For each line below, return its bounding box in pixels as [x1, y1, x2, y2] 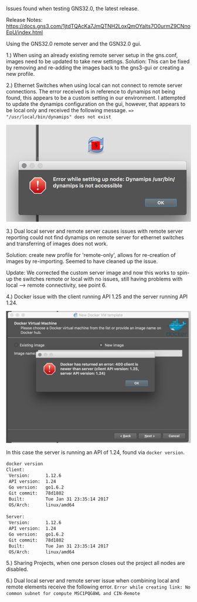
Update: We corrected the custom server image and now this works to [6, 269, 176, 276]
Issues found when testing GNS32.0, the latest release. [6, 5, 139, 12]
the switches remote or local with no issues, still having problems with [13, 276, 183, 282]
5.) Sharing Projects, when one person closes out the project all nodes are [6, 560, 185, 567]
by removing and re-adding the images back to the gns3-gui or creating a [6, 64, 184, 71]
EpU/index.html [6, 29, 43, 36]
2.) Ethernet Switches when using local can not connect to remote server [6, 82, 183, 89]
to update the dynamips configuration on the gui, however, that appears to [6, 101, 186, 108]
